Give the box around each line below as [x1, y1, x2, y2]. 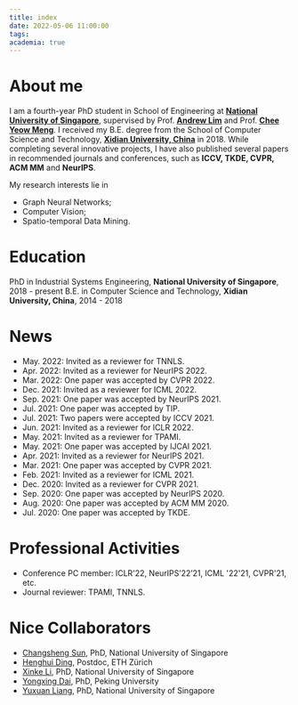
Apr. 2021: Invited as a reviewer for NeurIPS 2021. [21, 450, 205, 461]
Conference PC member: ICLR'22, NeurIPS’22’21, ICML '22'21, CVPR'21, [21, 568, 287, 579]
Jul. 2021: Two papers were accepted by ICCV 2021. [21, 413, 215, 424]
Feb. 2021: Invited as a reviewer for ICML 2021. [21, 469, 195, 481]
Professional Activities [9, 539, 181, 559]
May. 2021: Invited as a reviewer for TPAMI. [21, 432, 181, 442]
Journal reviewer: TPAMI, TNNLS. [21, 587, 146, 597]
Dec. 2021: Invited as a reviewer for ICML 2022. [21, 385, 197, 395]
